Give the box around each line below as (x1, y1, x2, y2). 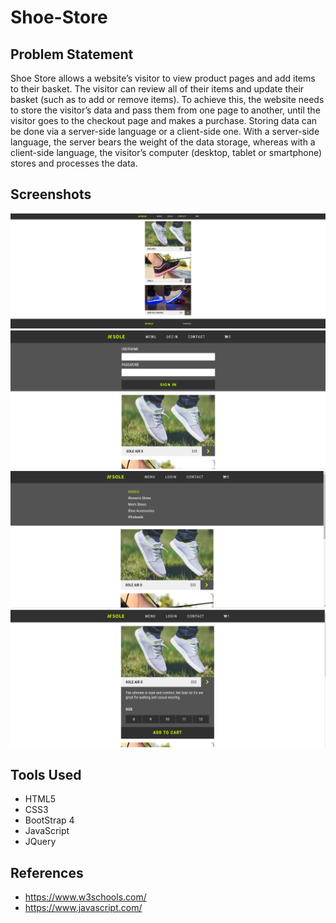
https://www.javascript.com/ (24, 902, 143, 914)
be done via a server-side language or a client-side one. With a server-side (10, 126, 320, 137)
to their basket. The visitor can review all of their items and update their (10, 83, 305, 95)
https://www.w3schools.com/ (24, 891, 147, 903)
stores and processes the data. (10, 157, 138, 169)
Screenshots (10, 186, 92, 203)
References (10, 864, 84, 881)
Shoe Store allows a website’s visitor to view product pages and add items (10, 72, 316, 84)
